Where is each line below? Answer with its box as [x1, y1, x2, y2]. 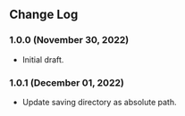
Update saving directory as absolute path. [21, 96, 177, 107]
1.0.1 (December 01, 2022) [9, 76, 125, 88]
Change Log [9, 7, 79, 22]
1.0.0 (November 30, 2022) [9, 34, 130, 46]
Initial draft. [21, 54, 64, 65]
